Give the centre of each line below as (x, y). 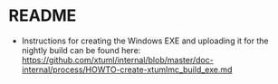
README (43, 16)
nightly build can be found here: (81, 50)
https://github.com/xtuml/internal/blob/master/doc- (117, 60)
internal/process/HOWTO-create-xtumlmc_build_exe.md (127, 70)
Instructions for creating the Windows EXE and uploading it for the (145, 41)
